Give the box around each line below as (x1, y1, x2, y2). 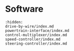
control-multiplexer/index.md (5, 32, 68, 37)
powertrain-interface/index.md (5, 28, 70, 33)
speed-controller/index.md (5, 37, 61, 42)
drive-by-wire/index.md (5, 24, 54, 29)
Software (5, 3, 43, 15)
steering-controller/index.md (5, 41, 68, 46)
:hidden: (5, 20, 23, 25)
